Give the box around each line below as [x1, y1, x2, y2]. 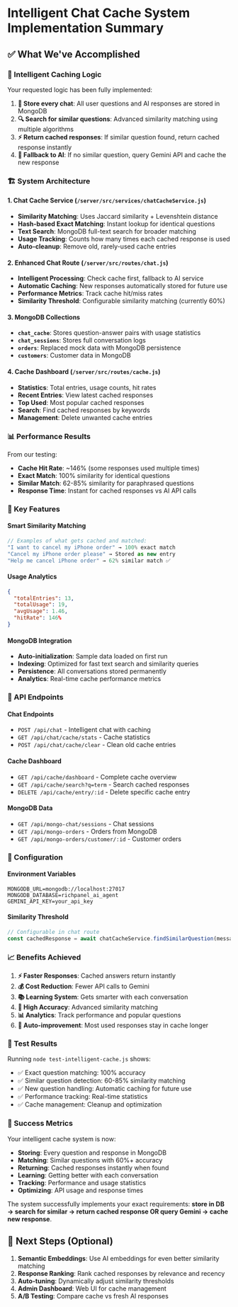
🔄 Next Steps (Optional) [7, 1235, 113, 1248]
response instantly [17, 143, 72, 152]
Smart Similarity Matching [7, 522, 86, 530]
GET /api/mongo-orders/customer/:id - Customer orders [17, 834, 182, 843]
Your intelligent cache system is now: [7, 1134, 116, 1143]
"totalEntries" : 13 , [13, 595, 74, 602]
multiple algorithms [17, 125, 74, 133]
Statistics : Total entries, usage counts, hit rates [17, 383, 157, 392]
